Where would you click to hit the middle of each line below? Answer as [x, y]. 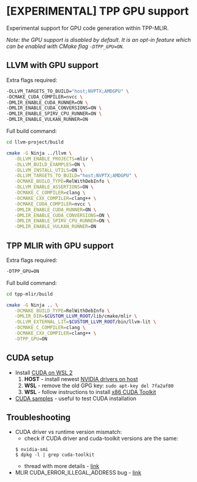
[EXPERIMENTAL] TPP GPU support [98, 11]
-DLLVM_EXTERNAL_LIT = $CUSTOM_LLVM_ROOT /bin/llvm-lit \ [85, 322]
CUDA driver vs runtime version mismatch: [68, 432]
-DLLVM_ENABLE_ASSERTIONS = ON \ [54, 187]
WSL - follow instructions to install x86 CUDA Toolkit [90, 392]
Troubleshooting [39, 418]
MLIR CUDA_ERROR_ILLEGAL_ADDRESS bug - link [78, 473]
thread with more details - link [62, 466]
